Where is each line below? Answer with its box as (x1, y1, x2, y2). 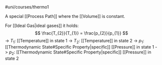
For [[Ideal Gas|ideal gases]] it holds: (5, 23, 79, 28)
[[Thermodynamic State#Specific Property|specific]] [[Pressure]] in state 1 (5, 44, 154, 50)
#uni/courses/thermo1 (5, 4, 49, 10)
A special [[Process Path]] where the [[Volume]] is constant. (5, 13, 125, 19)
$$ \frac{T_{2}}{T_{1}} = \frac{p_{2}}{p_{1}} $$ (34, 30, 129, 36)
